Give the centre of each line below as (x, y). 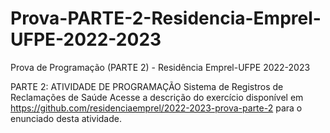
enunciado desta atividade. (66, 118)
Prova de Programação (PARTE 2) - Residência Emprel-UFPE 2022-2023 (160, 67)
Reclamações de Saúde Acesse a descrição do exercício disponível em (157, 97)
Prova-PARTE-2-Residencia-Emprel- (166, 18)
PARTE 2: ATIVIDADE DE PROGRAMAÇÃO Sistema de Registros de (147, 86)
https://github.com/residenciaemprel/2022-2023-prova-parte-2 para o (156, 108)
